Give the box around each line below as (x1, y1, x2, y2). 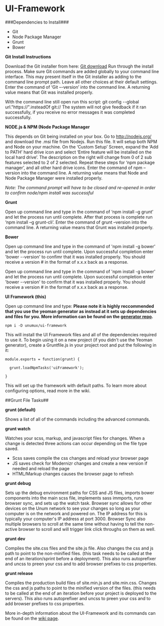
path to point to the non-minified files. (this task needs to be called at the (5, 550, 152, 556)
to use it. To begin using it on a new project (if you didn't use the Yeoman (5, 337, 153, 343)
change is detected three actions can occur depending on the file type (5, 440, 147, 446)
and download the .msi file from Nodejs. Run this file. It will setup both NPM (5, 138, 158, 145)
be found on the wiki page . (5, 615, 59, 621)
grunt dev (5, 535, 25, 542)
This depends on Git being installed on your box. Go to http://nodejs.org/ (5, 133, 152, 139)
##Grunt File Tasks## (5, 397, 49, 403)
